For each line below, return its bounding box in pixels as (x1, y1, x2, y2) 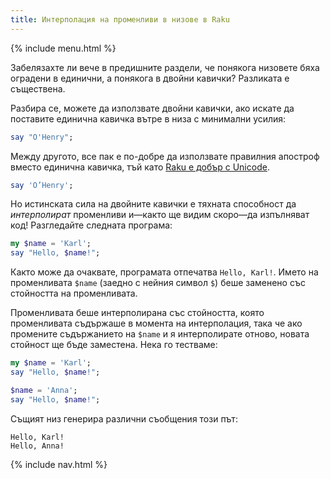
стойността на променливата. (10, 287, 138, 300)
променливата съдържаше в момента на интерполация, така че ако (10, 317, 303, 330)
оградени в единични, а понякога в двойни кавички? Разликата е (10, 72, 290, 84)
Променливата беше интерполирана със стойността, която (10, 307, 265, 319)
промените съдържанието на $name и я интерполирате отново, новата (10, 328, 310, 340)
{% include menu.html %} (10, 42, 117, 54)
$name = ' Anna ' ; (10, 385, 78, 395)
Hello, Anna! (10, 441, 65, 451)
